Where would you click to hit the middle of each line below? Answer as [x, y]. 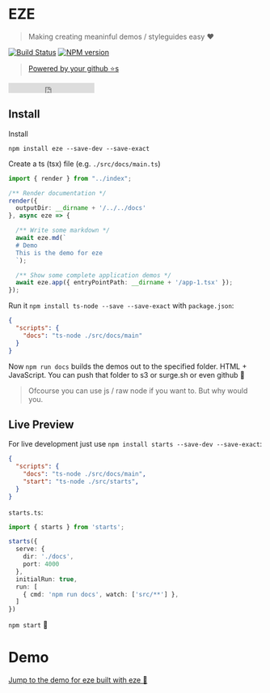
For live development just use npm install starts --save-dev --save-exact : [135, 444]
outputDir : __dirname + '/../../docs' [81, 208]
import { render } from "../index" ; [70, 178]
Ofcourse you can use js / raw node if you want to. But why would [138, 391]
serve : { [30, 549]
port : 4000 [41, 564]
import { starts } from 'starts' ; [67, 527]
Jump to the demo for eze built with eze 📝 [78, 680]
